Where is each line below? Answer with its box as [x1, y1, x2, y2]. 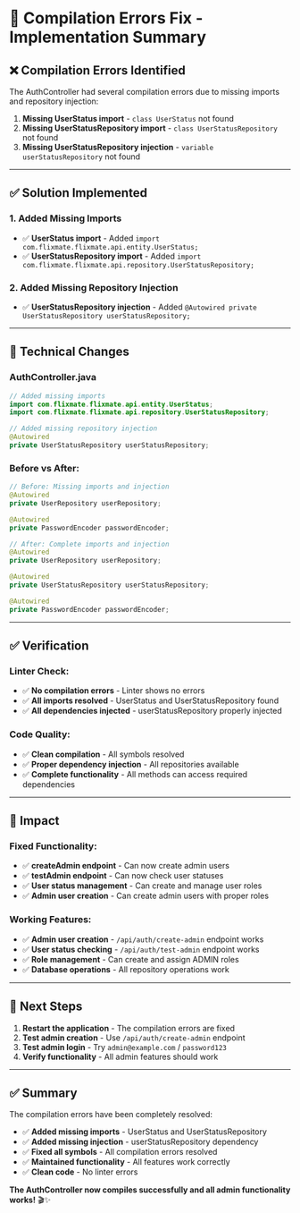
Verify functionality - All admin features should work [21, 1051, 219, 1062]
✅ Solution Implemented [9, 185, 147, 200]
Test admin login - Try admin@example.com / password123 [21, 1041, 228, 1052]
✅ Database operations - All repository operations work [21, 963, 229, 974]
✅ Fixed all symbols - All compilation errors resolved [21, 1147, 218, 1158]
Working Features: [9, 913, 92, 926]
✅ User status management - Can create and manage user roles [21, 880, 262, 891]
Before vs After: [9, 462, 80, 474]
